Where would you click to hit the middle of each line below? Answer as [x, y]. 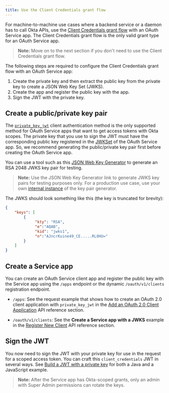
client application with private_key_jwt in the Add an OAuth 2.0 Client [86, 304]
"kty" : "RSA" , [50, 222]
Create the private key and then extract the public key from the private [86, 81]
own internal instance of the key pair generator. [67, 188]
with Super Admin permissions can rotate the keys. [71, 385]
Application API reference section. [49, 310]
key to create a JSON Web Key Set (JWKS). [58, 87]
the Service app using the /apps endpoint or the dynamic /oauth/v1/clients [85, 284]
